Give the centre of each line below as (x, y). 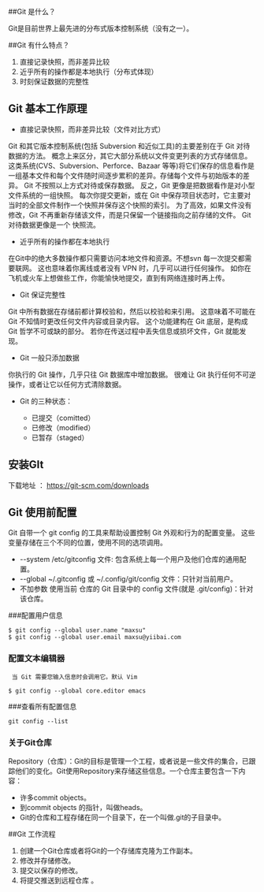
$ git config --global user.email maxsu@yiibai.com (95, 637)
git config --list (38, 721)
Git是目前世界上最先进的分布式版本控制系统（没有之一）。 (101, 28)
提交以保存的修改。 (51, 871)
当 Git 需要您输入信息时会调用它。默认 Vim (74, 677)
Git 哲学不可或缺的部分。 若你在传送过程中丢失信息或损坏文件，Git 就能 (124, 331)
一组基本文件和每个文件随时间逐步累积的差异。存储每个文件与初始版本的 (125, 175)
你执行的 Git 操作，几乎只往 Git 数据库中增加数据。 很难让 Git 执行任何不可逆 (132, 374)
